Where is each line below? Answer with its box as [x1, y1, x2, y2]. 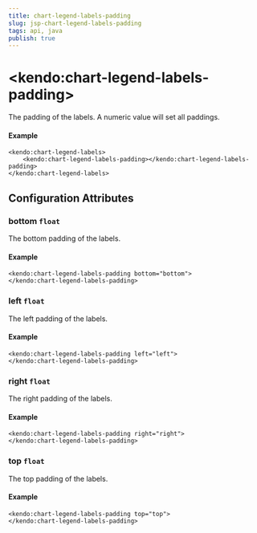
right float [8, 375, 51, 386]
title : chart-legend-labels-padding [8, 11, 131, 20]
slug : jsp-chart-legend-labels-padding [8, 19, 142, 27]
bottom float [8, 215, 60, 226]
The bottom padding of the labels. [8, 234, 121, 243]
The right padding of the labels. [8, 394, 112, 404]
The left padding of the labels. [8, 314, 108, 323]
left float [8, 295, 45, 307]
